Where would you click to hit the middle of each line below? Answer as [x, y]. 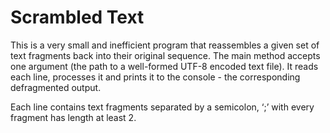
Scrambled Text [77, 17]
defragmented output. [56, 87]
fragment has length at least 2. [73, 117]
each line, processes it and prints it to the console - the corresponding [155, 77]
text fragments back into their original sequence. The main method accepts [165, 55]
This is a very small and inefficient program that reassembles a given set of [165, 45]
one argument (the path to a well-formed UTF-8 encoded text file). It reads [164, 66]
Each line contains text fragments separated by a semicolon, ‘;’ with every [162, 107]
